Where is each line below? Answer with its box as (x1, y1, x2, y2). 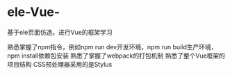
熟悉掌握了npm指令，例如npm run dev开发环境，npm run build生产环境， (7, 42, 217, 51)
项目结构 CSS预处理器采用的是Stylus (7, 60, 113, 68)
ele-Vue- (7, 4, 60, 20)
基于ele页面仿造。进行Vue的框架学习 (7, 28, 113, 36)
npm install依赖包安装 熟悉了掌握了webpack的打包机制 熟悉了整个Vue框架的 (7, 51, 226, 60)
